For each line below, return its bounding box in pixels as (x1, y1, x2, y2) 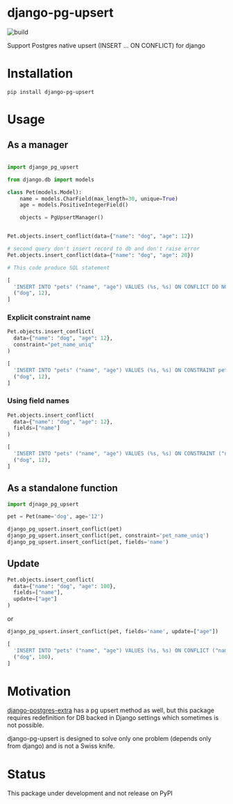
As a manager (7, 139, 69, 151)
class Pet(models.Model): (7, 189, 82, 196)
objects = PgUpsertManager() (19, 214, 104, 221)
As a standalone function (7, 483, 118, 494)
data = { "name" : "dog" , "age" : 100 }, (13, 583, 116, 589)
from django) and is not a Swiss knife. (7, 742, 115, 751)
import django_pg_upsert (7, 163, 79, 171)
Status (7, 766, 46, 782)
